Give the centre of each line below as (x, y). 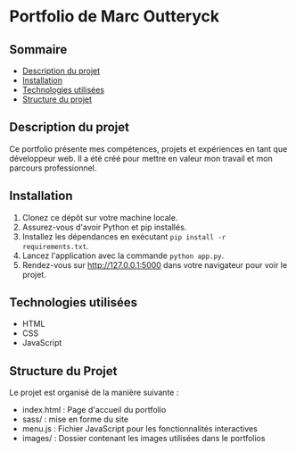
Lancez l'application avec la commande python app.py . (123, 255)
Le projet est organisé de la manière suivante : (94, 393)
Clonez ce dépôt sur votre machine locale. (100, 217)
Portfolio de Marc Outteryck (115, 17)
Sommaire (38, 50)
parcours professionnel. (53, 168)
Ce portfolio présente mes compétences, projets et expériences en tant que (148, 148)
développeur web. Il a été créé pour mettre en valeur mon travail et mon (141, 158)
